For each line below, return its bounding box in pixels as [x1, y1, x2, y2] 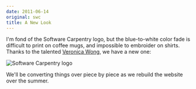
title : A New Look [6, 19, 52, 25]
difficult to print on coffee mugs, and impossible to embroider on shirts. [6, 42, 180, 49]
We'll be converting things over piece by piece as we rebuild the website [6, 71, 184, 78]
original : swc [6, 14, 41, 20]
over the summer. [6, 77, 49, 84]
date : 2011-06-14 [6, 8, 49, 15]
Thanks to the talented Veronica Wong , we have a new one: [6, 48, 152, 55]
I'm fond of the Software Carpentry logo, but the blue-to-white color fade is [6, 36, 191, 43]
